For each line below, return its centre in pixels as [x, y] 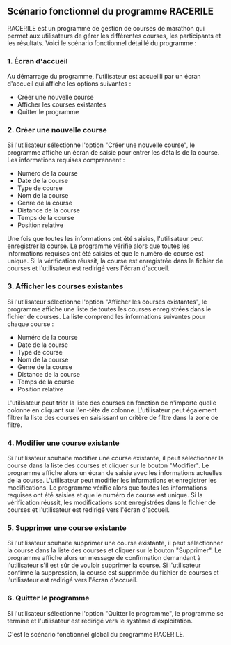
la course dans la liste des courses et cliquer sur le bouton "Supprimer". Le [114, 550]
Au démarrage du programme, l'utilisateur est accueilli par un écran [104, 77]
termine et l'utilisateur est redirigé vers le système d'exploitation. [100, 621]
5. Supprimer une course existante [67, 527]
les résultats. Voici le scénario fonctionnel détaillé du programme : [102, 43]
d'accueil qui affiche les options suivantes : [69, 84]
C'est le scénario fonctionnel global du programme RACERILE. [96, 634]
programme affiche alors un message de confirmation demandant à [104, 558]
